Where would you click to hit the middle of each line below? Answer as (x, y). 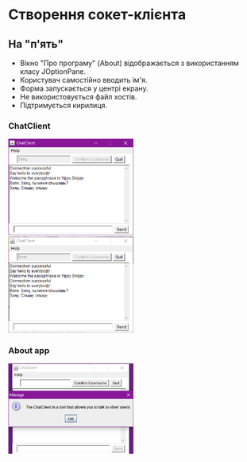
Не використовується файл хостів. (78, 97)
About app (29, 350)
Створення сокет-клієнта (97, 15)
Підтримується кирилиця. (64, 105)
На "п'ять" (36, 44)
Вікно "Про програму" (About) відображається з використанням (129, 63)
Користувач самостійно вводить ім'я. (84, 80)
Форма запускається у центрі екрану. (84, 88)
